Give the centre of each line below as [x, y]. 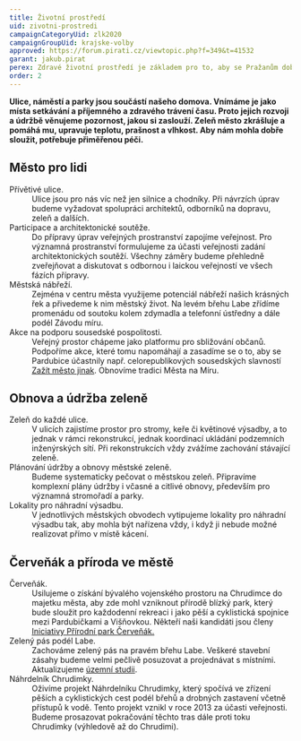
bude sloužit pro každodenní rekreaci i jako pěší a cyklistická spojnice [160, 612]
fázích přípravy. [60, 275]
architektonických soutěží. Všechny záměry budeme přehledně [148, 255]
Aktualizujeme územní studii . [85, 669]
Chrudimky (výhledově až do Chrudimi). [105, 727]
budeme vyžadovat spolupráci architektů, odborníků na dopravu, [151, 208]
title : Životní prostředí [57, 17]
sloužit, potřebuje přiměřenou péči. [77, 139]
